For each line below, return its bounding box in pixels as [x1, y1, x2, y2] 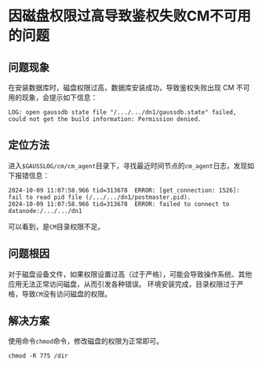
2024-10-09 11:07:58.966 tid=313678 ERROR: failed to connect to [8, 200, 230, 208]
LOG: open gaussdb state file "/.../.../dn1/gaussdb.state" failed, [8, 108, 237, 116]
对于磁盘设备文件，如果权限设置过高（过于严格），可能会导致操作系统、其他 [8, 269, 253, 279]
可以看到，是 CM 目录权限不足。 [8, 222, 105, 231]
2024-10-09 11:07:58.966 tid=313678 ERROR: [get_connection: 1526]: [8, 186, 241, 194]
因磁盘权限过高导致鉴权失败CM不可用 [8, 7, 251, 25]
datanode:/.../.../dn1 [8, 207, 82, 215]
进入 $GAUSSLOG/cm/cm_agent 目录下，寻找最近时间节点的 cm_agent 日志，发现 [8, 160, 248, 170]
